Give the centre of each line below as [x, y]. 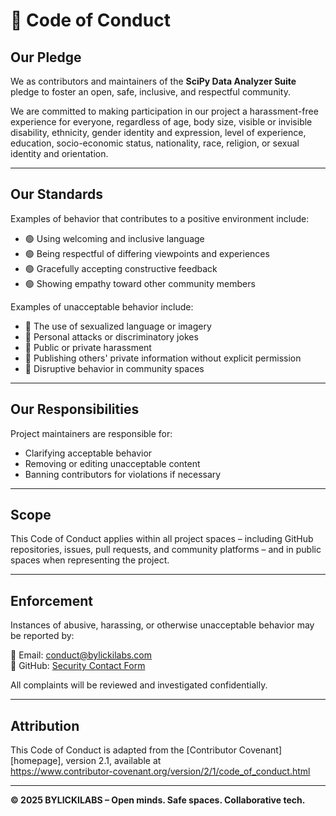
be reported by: [42, 636]
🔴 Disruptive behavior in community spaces [114, 368]
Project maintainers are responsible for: [91, 433]
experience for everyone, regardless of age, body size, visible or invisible [161, 122]
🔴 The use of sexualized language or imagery [118, 326]
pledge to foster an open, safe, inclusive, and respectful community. [150, 92]
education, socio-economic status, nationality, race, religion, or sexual [155, 143]
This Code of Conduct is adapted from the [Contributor [123, 750]
